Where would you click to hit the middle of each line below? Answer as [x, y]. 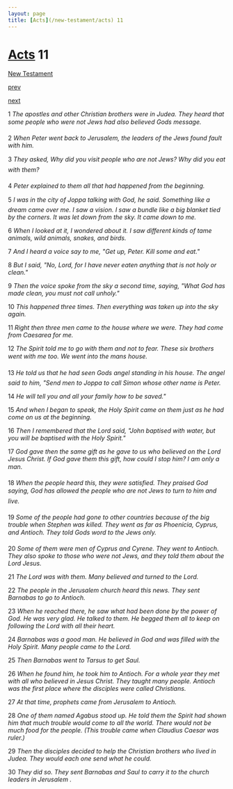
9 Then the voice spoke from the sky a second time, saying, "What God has [116, 286]
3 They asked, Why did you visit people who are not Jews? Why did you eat [116, 159]
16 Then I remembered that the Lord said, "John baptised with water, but [112, 431]
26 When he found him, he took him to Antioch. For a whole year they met [114, 674]
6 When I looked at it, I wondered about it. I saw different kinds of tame [110, 231]
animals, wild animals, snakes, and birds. [67, 238]
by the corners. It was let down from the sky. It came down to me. [102, 217]
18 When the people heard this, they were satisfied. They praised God [108, 483]
